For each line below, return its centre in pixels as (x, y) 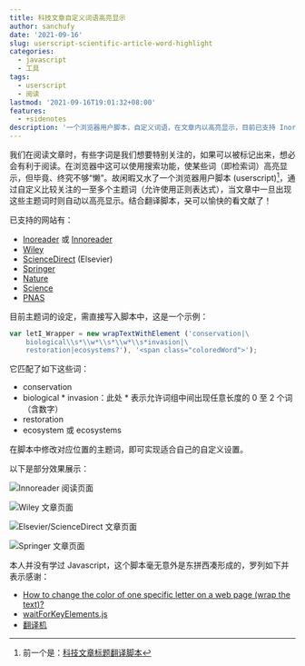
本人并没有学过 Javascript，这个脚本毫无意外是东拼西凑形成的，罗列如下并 (149, 565)
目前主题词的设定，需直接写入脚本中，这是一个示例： (109, 316)
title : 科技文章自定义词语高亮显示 (68, 18)
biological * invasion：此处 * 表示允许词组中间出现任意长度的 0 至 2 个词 (157, 398)
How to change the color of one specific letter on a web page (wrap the (156, 595)
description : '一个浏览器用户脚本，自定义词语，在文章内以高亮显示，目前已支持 (143, 128)
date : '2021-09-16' (46, 35)
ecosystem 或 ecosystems (72, 430)
